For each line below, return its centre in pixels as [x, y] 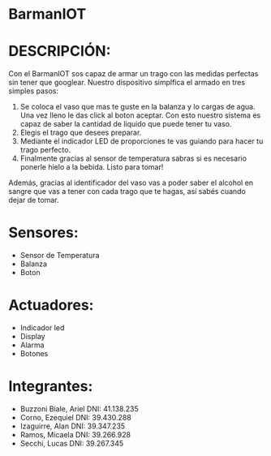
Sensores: [43, 233]
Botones [34, 353]
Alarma [32, 345]
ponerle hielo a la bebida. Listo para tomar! [92, 167]
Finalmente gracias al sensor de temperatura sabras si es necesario [133, 158]
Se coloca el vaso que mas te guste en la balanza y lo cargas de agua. [138, 107]
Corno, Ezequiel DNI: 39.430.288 [75, 417]
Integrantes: [51, 387]
